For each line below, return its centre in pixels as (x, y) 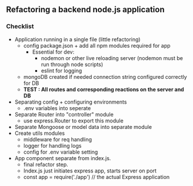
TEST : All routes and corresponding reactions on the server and (104, 89)
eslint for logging (61, 71)
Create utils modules (40, 133)
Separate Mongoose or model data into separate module (83, 127)
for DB (31, 83)
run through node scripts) (72, 64)
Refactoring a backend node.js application (85, 10)
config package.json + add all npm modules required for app (97, 45)
